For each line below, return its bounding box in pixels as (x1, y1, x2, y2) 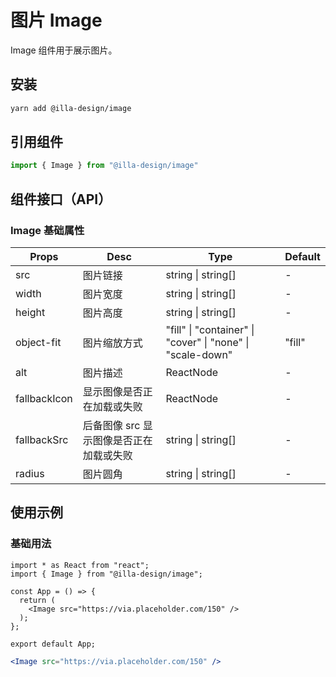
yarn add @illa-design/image (10, 103, 132, 113)
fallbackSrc (15, 433, 69, 446)
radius (15, 467, 45, 480)
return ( (19, 595, 56, 605)
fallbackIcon (15, 392, 73, 405)
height (15, 306, 46, 319)
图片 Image (10, 9, 103, 32)
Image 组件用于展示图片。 (10, 44, 118, 56)
